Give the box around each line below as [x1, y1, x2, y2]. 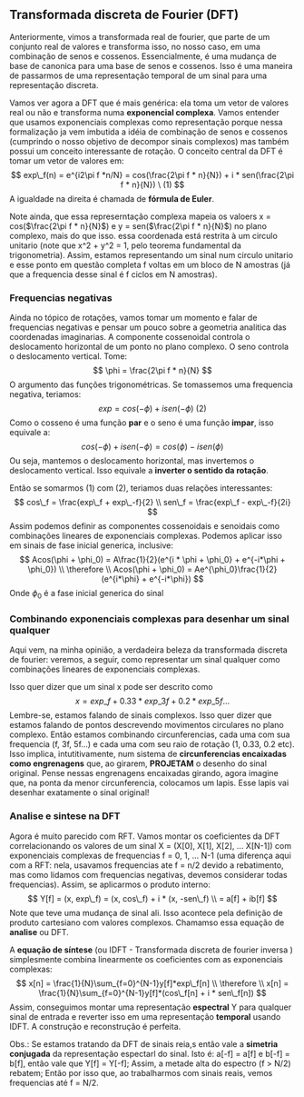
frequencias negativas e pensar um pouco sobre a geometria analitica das [9, 322, 288, 333]
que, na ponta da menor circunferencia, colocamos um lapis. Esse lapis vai [9, 777, 289, 789]
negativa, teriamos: [9, 389, 82, 400]
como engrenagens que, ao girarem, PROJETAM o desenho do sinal [9, 758, 268, 769]
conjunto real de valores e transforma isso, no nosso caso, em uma [9, 41, 261, 52]
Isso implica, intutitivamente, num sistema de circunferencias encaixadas [9, 749, 288, 760]
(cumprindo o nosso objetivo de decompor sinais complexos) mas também [9, 135, 289, 146]
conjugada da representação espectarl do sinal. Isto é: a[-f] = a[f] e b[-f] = [9, 1048, 290, 1059]
